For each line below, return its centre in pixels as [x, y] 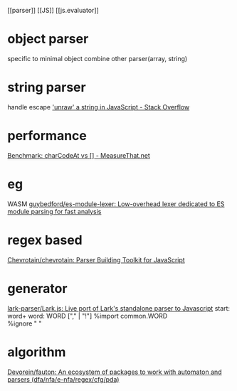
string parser [47, 87]
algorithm [37, 352]
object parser [48, 39]
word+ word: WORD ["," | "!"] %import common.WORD [88, 316]
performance [47, 136]
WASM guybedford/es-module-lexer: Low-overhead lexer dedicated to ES [116, 204]
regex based [45, 240]
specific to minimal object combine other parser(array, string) [98, 58]
